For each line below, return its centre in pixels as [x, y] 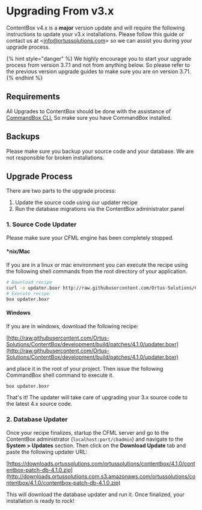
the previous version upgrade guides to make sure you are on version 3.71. [99, 71]
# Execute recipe [28, 293]
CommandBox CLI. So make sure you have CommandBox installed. [89, 117]
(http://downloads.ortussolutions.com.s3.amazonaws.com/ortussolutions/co [101, 476]
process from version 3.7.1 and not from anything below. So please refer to [98, 65]
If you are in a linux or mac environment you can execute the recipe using [97, 265]
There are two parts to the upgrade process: [61, 191]
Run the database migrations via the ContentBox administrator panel [99, 209]
